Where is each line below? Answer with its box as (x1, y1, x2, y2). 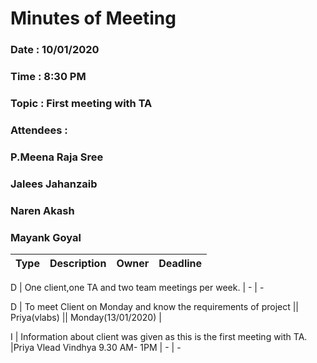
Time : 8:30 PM (10, 70, 87, 84)
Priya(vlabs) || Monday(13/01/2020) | (10, 311, 162, 323)
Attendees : (10, 123, 68, 137)
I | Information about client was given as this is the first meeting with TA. (10, 330, 308, 342)
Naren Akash (10, 203, 75, 217)
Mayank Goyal (10, 230, 82, 244)
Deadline (158, 256, 203, 270)
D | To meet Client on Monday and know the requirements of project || (10, 300, 300, 312)
